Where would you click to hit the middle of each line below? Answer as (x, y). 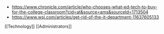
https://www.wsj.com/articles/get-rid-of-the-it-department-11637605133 (85, 17)
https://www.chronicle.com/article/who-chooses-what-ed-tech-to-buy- (84, 7)
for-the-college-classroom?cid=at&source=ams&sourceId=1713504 (80, 12)
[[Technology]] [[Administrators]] (38, 26)
